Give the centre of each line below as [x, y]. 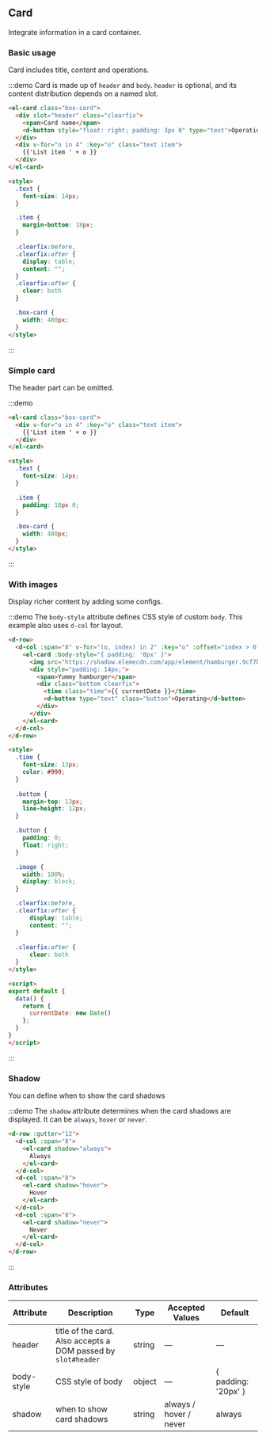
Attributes [28, 1287]
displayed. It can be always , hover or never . [78, 1119]
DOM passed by [85, 1351]
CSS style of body [89, 1381]
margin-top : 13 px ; [53, 802]
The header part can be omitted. [61, 387]
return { [37, 1006]
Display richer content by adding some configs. [85, 602]
